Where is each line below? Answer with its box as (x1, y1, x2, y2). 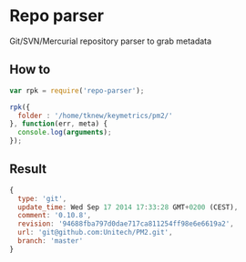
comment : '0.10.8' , (17, 211, 92, 220)
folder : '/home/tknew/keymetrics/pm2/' (17, 111, 173, 120)
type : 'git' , (17, 194, 67, 203)
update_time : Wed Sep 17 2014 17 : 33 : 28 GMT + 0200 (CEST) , (17, 202, 239, 212)
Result (9, 161, 47, 177)
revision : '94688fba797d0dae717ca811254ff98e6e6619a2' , (17, 219, 234, 228)
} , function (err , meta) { (9, 119, 108, 128)
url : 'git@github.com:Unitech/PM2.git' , (17, 228, 173, 237)
